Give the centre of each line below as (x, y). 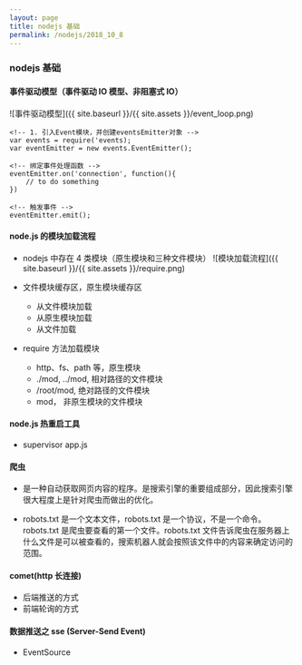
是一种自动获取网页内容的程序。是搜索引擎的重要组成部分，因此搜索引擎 (157, 489)
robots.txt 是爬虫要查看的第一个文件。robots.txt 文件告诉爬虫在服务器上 (156, 531)
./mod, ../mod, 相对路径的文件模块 (99, 378)
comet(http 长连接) (45, 575)
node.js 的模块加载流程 (53, 236)
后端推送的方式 (50, 597)
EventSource (46, 652)
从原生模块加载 (64, 318)
